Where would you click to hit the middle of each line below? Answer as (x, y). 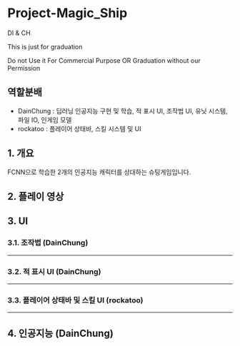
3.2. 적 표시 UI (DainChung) (54, 271)
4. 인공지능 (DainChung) (61, 333)
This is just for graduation (45, 46)
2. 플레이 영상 (36, 197)
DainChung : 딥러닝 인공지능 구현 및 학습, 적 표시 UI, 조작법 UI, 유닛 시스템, (123, 111)
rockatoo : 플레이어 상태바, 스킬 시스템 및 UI (79, 128)
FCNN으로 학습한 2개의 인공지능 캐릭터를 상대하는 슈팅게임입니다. (99, 172)
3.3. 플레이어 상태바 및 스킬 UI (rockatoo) (76, 300)
